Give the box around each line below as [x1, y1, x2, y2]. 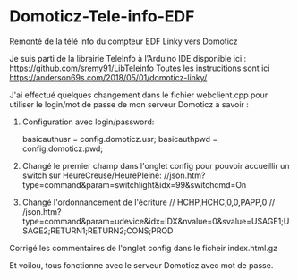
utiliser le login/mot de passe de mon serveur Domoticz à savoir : [9, 98, 249, 109]
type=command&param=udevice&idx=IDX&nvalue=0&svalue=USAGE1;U [21, 216, 290, 226]
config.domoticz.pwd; [21, 143, 104, 154]
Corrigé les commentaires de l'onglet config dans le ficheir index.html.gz [9, 242, 278, 253]
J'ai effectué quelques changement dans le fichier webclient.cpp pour [9, 89, 268, 100]
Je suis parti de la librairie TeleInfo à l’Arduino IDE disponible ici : [9, 53, 247, 63]
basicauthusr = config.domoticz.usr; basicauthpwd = [21, 133, 218, 144]
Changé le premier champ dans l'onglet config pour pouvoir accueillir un [21, 160, 290, 171]
